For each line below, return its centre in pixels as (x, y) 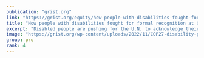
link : (13, 18)
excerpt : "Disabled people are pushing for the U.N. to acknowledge (95, 29)
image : (15, 34)
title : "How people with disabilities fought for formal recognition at (100, 23)
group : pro (20, 40)
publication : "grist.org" (39, 12)
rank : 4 (16, 46)
